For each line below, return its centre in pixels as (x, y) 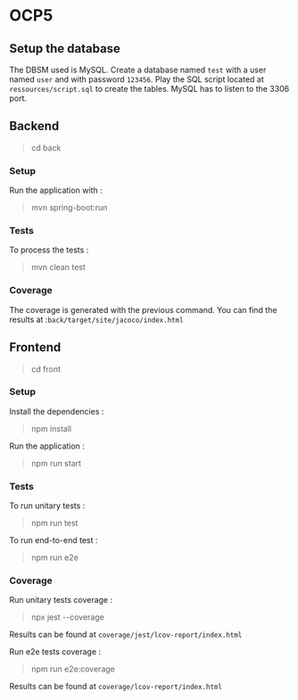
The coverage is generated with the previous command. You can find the (143, 309)
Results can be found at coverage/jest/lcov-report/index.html (126, 635)
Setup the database (65, 49)
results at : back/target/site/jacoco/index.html (97, 319)
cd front (46, 369)
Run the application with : (56, 190)
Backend (34, 126)
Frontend (35, 347)
